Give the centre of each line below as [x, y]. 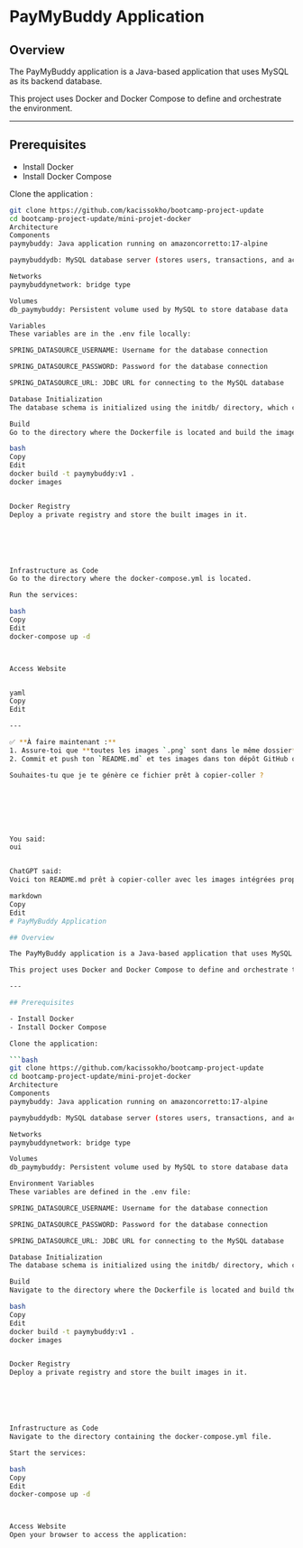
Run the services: [44, 595]
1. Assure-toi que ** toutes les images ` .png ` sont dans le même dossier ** [155, 751]
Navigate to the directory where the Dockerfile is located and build [145, 1290]
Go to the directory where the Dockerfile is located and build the [141, 432]
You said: [28, 839]
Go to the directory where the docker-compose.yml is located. [131, 579]
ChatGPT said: [36, 871]
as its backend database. [56, 81]
